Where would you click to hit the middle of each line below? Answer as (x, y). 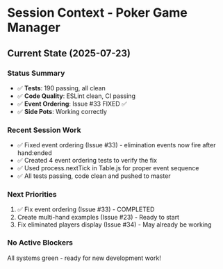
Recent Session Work (44, 130)
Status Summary (36, 73)
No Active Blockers (40, 243)
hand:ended (34, 153)
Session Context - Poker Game (97, 13)
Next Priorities (32, 195)
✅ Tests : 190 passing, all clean (61, 88)
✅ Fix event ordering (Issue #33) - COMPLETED (86, 209)
